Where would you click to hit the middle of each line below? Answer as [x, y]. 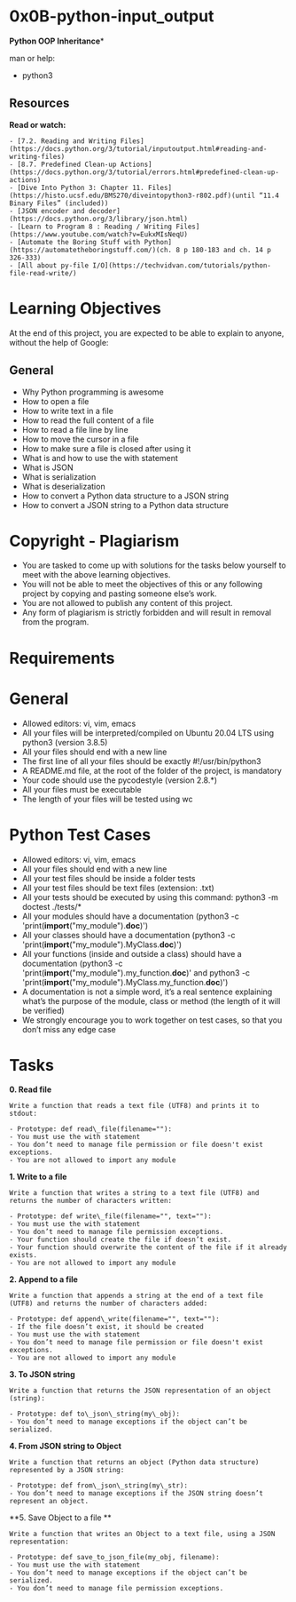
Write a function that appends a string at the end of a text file [136, 1296]
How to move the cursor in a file [80, 439]
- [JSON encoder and [47, 211]
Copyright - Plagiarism [94, 541]
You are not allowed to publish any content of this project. [127, 603]
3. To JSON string [42, 1375]
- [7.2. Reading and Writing [63, 141]
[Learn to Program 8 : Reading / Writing [95, 227]
